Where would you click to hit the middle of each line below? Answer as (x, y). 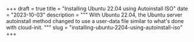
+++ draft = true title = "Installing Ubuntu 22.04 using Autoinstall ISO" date (97, 9)
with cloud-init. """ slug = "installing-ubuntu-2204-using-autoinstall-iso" (94, 27)
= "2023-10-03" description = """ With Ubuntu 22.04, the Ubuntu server (94, 15)
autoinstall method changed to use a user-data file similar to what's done (95, 21)
